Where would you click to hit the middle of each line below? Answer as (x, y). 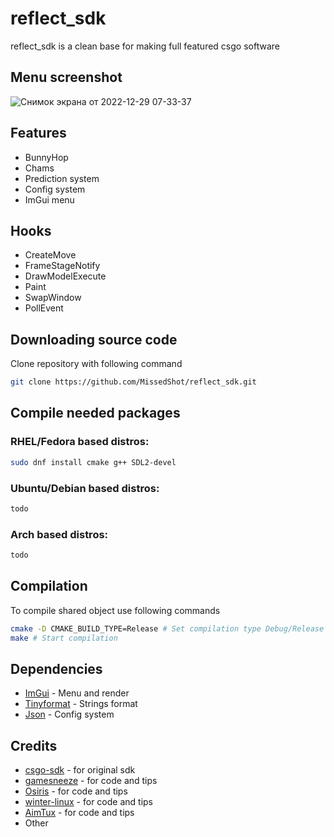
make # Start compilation (64, 638)
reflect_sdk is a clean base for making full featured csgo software (145, 46)
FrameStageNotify (62, 266)
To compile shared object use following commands (115, 610)
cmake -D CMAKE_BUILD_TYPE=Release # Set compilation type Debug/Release (167, 628)
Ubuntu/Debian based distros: (85, 488)
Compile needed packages (95, 413)
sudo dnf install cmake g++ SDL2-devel (93, 462)
